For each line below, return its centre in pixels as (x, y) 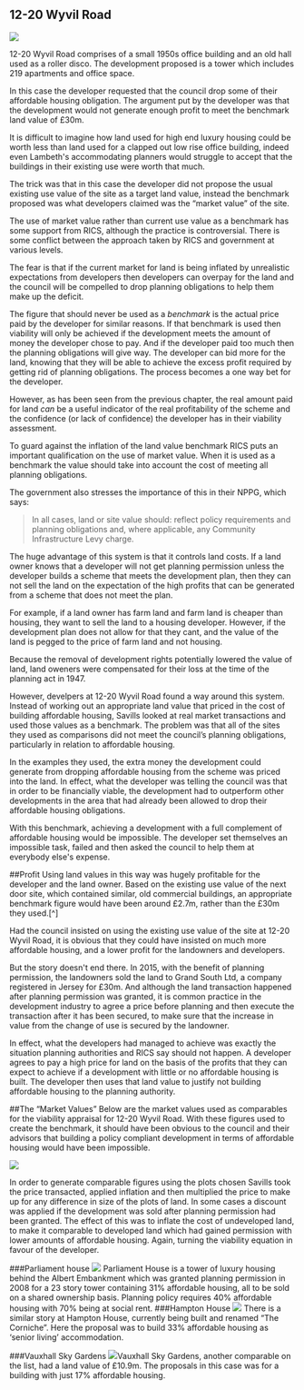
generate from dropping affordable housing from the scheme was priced (145, 771)
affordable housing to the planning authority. (93, 1091)
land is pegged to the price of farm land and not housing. (116, 641)
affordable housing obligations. (67, 810)
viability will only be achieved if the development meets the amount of (140, 333)
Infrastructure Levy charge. (83, 539)
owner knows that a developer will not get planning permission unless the (147, 566)
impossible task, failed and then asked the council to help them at (132, 847)
